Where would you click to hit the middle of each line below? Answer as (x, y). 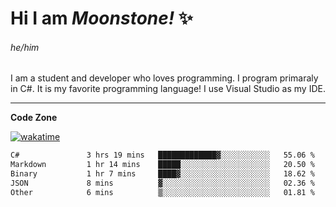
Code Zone (34, 118)
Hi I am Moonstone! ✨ (101, 18)
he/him (25, 47)
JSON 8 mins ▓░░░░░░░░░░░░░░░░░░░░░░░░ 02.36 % (162, 183)
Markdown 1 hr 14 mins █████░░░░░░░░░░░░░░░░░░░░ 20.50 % (162, 165)
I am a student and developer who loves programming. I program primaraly (164, 78)
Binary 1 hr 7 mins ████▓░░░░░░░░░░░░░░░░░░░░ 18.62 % (162, 174)
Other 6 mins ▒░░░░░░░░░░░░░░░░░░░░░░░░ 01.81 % (162, 192)
